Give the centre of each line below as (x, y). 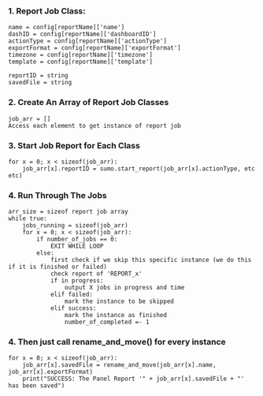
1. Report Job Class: (47, 11)
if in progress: (77, 281)
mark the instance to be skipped (119, 301)
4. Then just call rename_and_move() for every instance (117, 342)
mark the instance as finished (116, 316)
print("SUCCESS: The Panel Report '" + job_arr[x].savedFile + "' (133, 379)
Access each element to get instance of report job (94, 125)
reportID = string (38, 76)
